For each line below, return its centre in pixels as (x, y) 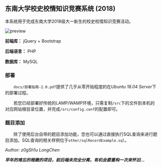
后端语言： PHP (21, 51)
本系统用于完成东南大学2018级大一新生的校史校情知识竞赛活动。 (69, 21)
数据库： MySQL (22, 61)
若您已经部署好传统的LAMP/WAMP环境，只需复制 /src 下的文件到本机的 (84, 103)
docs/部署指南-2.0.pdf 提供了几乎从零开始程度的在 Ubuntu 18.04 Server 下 (85, 87)
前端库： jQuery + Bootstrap (33, 41)
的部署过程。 (18, 93)
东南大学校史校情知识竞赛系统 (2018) (60, 9)
